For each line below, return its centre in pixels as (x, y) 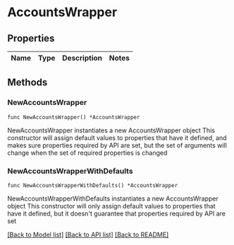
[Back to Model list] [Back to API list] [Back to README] (88, 234)
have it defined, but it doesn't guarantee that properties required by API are (116, 213)
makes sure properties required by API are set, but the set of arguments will (117, 145)
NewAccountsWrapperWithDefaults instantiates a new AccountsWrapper (113, 199)
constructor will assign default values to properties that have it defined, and (117, 137)
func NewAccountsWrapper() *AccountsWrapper (74, 117)
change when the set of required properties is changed (87, 153)
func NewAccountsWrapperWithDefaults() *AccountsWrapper (93, 185)
